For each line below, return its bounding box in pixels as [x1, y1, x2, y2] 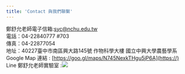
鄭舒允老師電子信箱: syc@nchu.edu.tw [6, 25, 98, 32]
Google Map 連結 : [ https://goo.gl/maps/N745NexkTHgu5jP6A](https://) [6, 54, 179, 61]
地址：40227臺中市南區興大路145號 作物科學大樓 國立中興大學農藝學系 [6, 47, 177, 54]
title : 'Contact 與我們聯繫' [6, 8, 73, 15]
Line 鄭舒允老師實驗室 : [6, 62, 62, 69]
